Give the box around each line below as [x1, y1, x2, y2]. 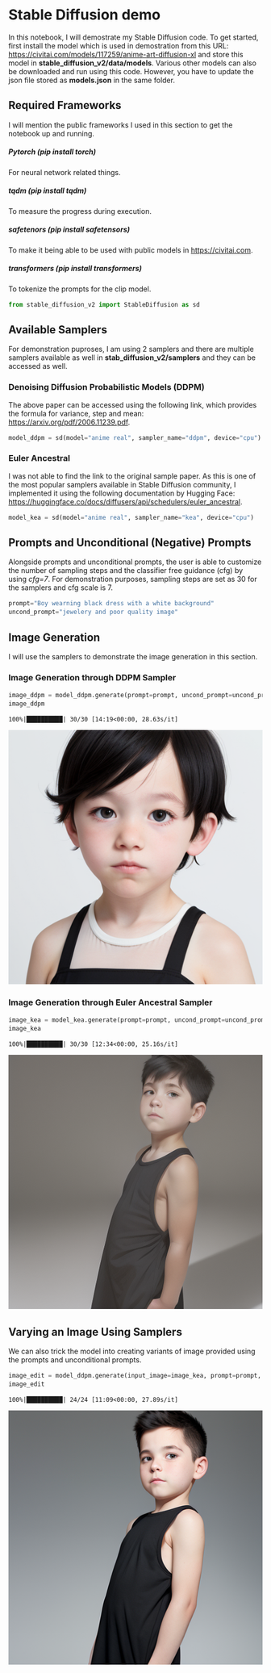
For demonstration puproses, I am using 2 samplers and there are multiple [8, 345, 254, 354]
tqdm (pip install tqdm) [8, 186, 87, 195]
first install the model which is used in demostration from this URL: [8, 40, 229, 50]
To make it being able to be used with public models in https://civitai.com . [8, 245, 253, 255]
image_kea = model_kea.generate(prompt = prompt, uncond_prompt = [8, 1016, 226, 1024]
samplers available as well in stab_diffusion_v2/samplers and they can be [8, 353, 256, 362]
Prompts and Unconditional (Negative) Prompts [8, 536, 252, 550]
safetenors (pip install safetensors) [8, 224, 131, 235]
